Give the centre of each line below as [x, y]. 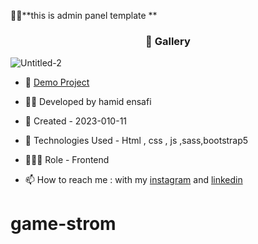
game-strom [63, 224]
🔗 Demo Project [57, 82]
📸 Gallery [168, 41]
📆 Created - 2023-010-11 [76, 121]
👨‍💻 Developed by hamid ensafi [88, 102]
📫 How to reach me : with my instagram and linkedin [133, 180]
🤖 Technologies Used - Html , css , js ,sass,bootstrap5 [136, 141]
